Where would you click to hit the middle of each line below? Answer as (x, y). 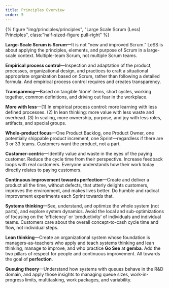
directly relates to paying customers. (44, 170)
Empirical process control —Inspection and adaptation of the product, (79, 65)
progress (15, 280)
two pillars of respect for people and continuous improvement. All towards (83, 253)
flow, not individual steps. (32, 227)
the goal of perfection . (29, 259)
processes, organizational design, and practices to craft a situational (77, 71)
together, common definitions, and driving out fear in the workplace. (77, 97)
